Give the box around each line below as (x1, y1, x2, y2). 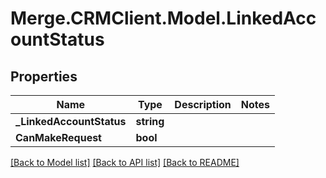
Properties (10, 68, 78, 85)
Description (174, 98, 232, 111)
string (135, 115, 165, 128)
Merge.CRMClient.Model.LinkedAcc (10, 7, 317, 30)
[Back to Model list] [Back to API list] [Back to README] (10, 157, 240, 168)
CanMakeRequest (15, 131, 102, 144)
